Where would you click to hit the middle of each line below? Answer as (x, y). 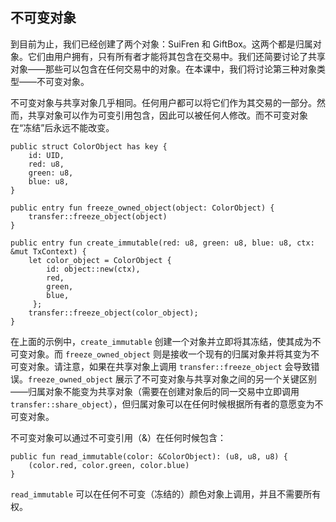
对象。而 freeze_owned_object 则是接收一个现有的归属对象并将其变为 (169, 354)
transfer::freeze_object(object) (98, 216)
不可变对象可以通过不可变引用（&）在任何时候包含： (118, 437)
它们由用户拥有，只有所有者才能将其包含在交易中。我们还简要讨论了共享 (176, 56)
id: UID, (46, 155)
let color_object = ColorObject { (100, 260)
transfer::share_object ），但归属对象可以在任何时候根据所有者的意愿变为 (162, 404)
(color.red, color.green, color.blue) (109, 465)
